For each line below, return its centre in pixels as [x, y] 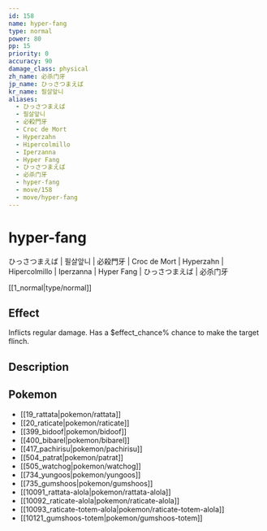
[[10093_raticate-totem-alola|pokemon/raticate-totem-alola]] [122, 509]
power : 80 [25, 39]
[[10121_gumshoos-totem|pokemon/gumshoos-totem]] [111, 518]
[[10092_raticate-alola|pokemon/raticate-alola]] [100, 500]
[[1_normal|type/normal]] [50, 287]
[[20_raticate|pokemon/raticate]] [75, 423]
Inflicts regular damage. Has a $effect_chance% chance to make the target [134, 333]
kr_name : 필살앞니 [36, 91]
